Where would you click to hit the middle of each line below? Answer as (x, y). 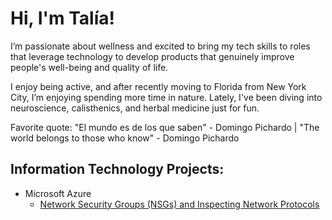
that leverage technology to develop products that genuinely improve (152, 56)
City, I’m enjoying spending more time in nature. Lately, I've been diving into (166, 97)
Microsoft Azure (58, 193)
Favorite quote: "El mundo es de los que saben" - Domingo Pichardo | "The (165, 127)
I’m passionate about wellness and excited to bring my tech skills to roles (160, 46)
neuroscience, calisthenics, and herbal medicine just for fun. (135, 108)
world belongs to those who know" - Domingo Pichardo (125, 138)
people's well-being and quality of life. (89, 67)
